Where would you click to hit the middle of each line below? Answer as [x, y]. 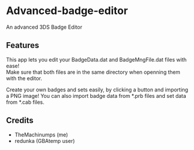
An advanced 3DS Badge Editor [44, 27]
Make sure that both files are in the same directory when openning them [93, 72]
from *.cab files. [25, 102]
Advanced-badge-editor [67, 11]
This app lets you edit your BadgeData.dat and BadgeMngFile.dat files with [96, 59]
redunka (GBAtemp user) [45, 141]
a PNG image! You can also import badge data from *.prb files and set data [96, 96]
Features [23, 45]
